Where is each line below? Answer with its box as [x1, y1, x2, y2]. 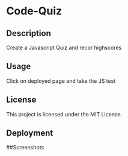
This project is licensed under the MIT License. [6, 110, 123, 118]
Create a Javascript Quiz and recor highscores [6, 44, 122, 51]
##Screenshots [6, 144, 44, 151]
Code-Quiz [6, 4, 62, 18]
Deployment [6, 128, 53, 139]
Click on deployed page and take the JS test [6, 77, 116, 85]
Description [6, 28, 51, 38]
